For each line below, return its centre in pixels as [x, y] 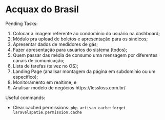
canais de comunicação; [39, 60]
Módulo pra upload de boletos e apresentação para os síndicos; [80, 39]
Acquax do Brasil [42, 9]
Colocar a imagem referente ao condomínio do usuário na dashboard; [86, 33]
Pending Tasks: [22, 23]
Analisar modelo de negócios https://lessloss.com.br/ [69, 87]
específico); [25, 77]
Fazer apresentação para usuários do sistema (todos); [70, 50]
